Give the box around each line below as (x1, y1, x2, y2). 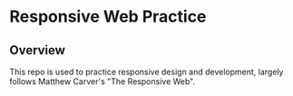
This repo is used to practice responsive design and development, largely (9, 66, 284, 77)
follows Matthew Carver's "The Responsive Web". (9, 76, 196, 87)
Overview (9, 43, 66, 58)
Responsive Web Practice (9, 6, 207, 27)
